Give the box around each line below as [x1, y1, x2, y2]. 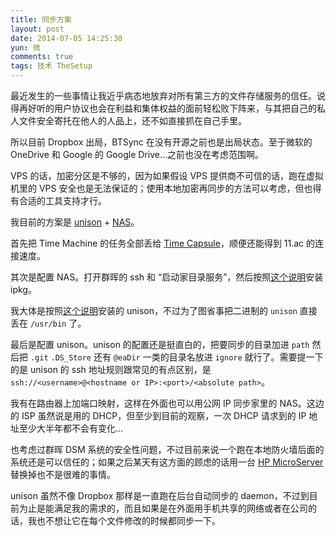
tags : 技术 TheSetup [10, 61, 93, 71]
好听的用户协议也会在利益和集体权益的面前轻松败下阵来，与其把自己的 [27, 102, 317, 114]
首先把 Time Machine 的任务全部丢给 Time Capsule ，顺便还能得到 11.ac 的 [10, 237, 316, 249]
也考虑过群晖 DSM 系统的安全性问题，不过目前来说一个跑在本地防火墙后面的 [10, 444, 325, 455]
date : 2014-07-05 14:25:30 [10, 33, 123, 43]
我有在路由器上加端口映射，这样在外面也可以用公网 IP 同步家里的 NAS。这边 [10, 397, 325, 409]
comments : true [10, 52, 74, 62]
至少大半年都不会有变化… [18, 422, 124, 434]
